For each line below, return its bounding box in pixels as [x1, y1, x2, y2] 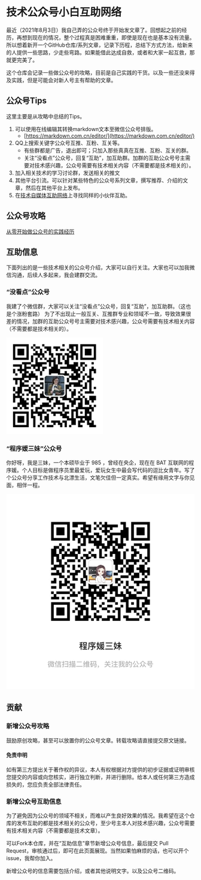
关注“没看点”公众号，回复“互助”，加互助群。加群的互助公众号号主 [23, 154, 185, 162]
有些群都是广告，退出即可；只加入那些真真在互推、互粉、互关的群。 [23, 147, 192, 154]
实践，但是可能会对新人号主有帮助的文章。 [11, 76, 117, 84]
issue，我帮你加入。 [6, 855, 56, 862]
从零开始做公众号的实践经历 [6, 228, 75, 235]
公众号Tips [6, 96, 47, 106]
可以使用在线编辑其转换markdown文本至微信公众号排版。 [14, 125, 157, 132]
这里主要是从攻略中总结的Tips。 [6, 112, 86, 120]
